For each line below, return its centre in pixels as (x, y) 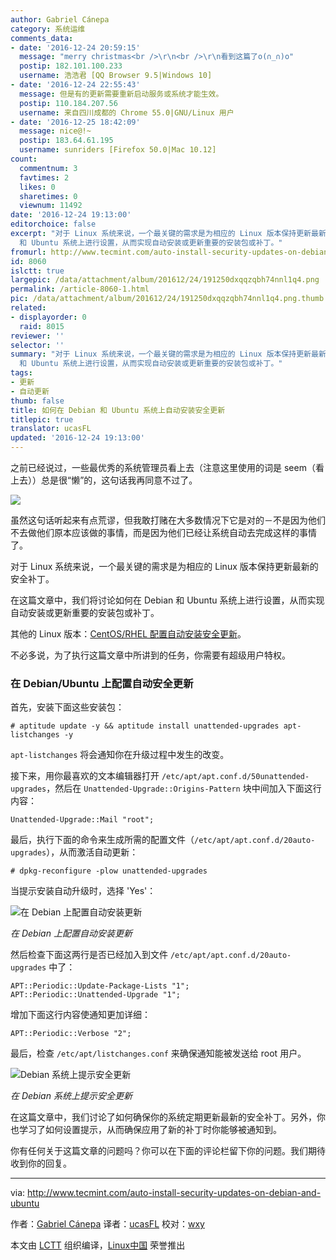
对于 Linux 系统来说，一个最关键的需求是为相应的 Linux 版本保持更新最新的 (164, 566)
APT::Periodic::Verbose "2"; (71, 1034)
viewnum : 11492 (51, 206)
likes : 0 (37, 187)
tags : (21, 373)
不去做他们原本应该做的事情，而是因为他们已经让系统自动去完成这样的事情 (163, 532)
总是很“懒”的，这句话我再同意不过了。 (119, 480)
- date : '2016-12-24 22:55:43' (75, 85)
